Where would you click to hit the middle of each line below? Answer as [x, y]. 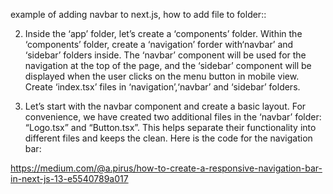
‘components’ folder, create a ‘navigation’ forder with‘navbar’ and [159, 44]
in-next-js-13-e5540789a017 [69, 178]
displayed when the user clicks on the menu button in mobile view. [162, 76]
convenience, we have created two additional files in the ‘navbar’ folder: [173, 117]
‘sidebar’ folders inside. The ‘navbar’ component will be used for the [165, 55]
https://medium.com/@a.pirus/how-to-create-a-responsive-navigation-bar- [166, 168]
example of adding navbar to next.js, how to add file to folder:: [138, 14]
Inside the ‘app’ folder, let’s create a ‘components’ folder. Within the [163, 33]
